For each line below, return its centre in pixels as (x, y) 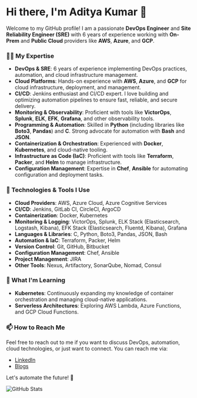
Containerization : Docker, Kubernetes (61, 215)
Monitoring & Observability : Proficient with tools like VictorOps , (93, 112)
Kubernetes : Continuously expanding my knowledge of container (94, 293)
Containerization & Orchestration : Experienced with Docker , (89, 144)
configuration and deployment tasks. (59, 175)
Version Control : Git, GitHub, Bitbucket (62, 247)
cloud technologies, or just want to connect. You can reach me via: (87, 349)
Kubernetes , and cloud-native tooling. (61, 150)
